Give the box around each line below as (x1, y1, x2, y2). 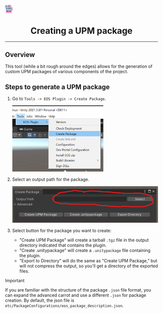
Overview (5, 50, 35, 59)
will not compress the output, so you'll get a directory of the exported (19, 263, 158, 269)
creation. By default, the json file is (5, 297, 74, 303)
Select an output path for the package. (12, 176, 90, 182)
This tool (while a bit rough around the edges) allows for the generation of (5, 63, 153, 69)
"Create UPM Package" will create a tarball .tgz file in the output (19, 237, 149, 243)
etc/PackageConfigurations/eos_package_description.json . (5, 303, 124, 309)
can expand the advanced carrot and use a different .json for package (5, 293, 147, 298)
